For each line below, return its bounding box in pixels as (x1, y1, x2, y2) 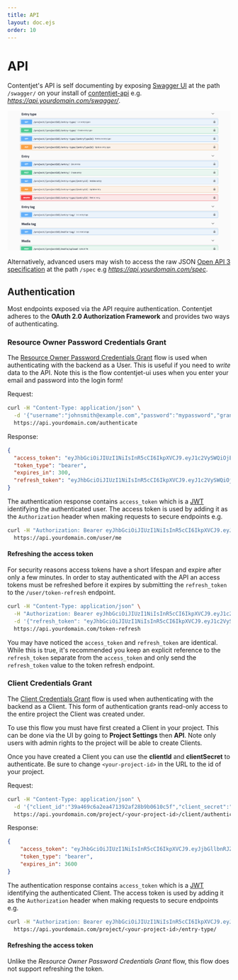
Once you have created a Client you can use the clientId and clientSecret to (7, 752, 230, 761)
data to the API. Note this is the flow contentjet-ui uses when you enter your (7, 369, 229, 377)
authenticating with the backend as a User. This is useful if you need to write (7, 361, 231, 369)
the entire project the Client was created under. (7, 709, 145, 718)
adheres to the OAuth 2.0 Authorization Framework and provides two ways (7, 312, 230, 320)
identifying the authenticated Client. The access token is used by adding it (7, 888, 225, 897)
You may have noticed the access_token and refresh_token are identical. (7, 638, 218, 646)
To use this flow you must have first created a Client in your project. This (7, 723, 220, 731)
